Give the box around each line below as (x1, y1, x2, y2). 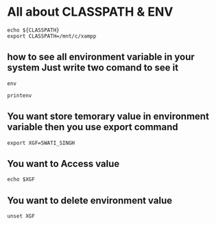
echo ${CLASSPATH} (7, 27, 60, 34)
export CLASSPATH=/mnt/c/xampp (7, 32, 97, 40)
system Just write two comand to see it (7, 62, 179, 74)
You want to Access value (7, 158, 120, 170)
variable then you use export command (7, 121, 178, 133)
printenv (7, 92, 32, 99)
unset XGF (7, 213, 36, 220)
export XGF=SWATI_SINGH (7, 140, 75, 146)
